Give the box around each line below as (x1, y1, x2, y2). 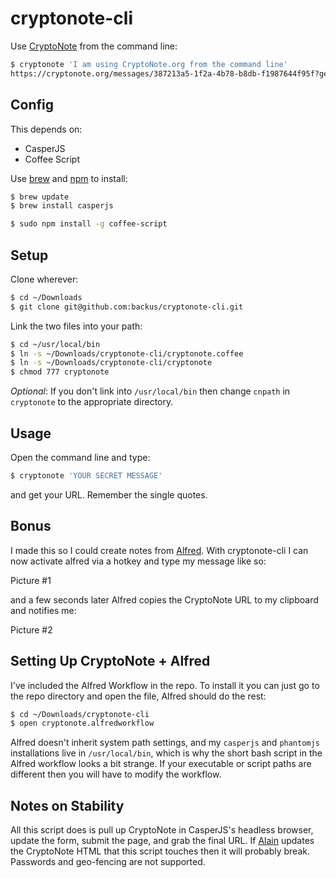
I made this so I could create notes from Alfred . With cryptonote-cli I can (10, 544, 309, 556)
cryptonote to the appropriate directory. (10, 396, 174, 408)
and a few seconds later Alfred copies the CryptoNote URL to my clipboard (10, 593, 319, 606)
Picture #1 (10, 574, 52, 586)
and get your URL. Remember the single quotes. (10, 488, 208, 501)
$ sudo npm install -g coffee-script (10, 219, 168, 229)
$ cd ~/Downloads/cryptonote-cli (10, 709, 150, 719)
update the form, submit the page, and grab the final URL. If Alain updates (10, 835, 315, 847)
